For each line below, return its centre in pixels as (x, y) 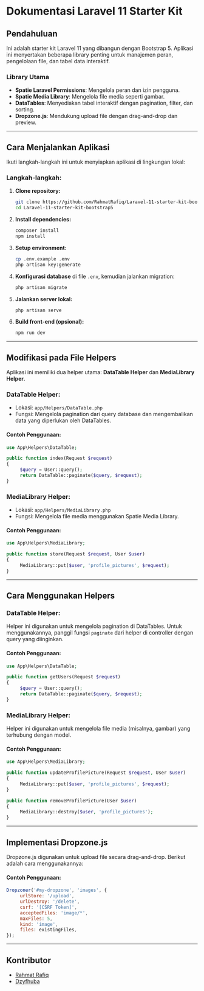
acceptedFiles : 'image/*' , (54, 913)
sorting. (25, 110)
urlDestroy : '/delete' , (50, 902)
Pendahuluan (32, 34)
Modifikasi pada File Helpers (61, 357)
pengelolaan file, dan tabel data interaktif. (58, 61)
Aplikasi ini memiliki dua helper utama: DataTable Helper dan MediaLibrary (100, 372)
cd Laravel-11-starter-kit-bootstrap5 (64, 208)
